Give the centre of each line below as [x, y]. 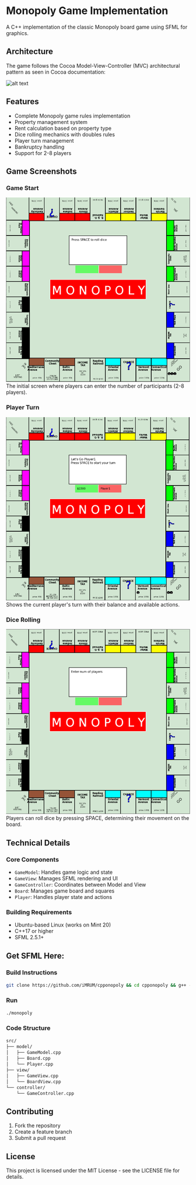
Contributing [30, 1112]
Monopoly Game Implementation [87, 11]
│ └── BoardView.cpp [34, 1082]
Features [22, 101]
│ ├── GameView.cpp [32, 1076]
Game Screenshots [41, 171]
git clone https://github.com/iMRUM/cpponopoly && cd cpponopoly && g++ [96, 985]
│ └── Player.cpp [30, 1065]
